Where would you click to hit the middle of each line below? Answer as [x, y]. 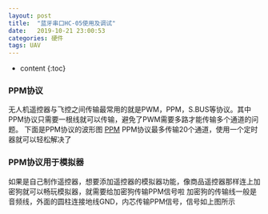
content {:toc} [43, 68]
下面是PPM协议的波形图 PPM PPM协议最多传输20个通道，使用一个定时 [141, 130]
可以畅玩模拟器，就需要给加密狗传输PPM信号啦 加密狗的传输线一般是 [143, 191]
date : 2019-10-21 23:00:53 [57, 30]
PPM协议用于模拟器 [46, 163]
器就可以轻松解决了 [40, 139]
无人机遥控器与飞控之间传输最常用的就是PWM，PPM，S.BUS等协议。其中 [130, 110]
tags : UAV [25, 46]
